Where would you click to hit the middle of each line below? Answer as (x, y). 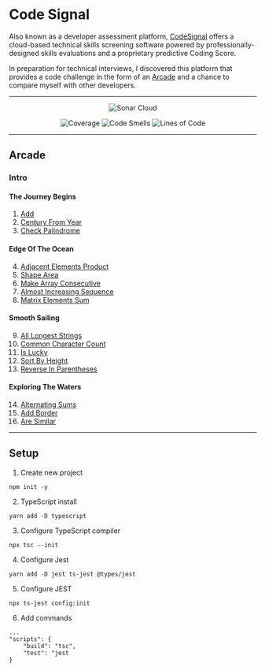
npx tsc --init (34, 545)
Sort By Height (44, 360)
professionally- (230, 44)
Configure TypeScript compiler (70, 531)
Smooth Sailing (34, 318)
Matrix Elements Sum (55, 300)
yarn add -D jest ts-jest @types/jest (72, 574)
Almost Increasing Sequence (67, 291)
